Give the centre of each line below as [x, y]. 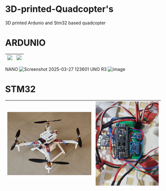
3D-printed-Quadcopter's [59, 9]
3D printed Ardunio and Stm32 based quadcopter [56, 23]
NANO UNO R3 [56, 69]
